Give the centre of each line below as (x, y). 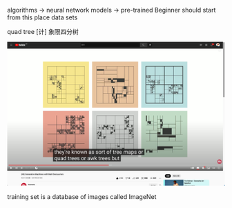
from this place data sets (42, 17)
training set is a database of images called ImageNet (82, 197)
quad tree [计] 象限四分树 (43, 32)
